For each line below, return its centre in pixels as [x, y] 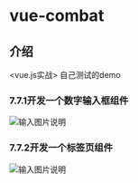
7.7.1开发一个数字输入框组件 [69, 101]
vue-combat [57, 16]
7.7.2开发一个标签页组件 [61, 148]
